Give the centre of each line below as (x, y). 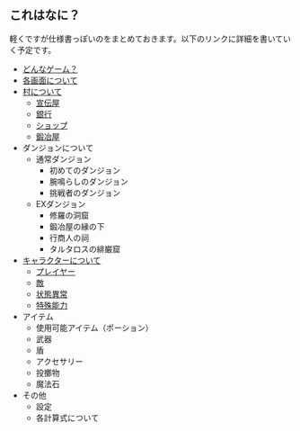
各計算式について (67, 418)
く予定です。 (33, 49)
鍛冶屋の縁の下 (77, 226)
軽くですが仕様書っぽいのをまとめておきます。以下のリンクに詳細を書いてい (150, 39)
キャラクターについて (62, 260)
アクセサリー (59, 361)
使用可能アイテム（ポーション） (94, 328)
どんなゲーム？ (50, 68)
